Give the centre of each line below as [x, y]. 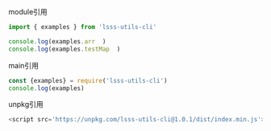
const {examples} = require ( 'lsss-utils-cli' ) [88, 80]
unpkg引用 [26, 104]
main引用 [23, 65]
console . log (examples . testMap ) [65, 49]
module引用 [28, 12]
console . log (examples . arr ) [57, 41]
